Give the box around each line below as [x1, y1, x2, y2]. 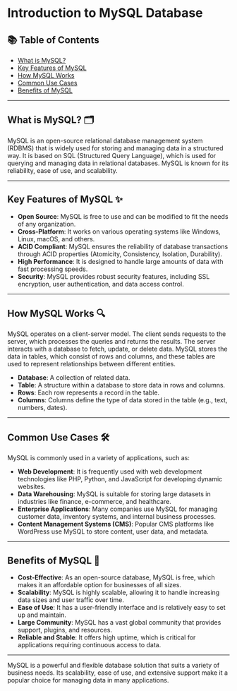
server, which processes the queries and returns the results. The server [7, 337, 216, 346]
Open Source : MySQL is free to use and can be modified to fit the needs [17, 212, 229, 220]
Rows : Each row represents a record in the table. [17, 388, 160, 397]
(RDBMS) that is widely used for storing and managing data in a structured [7, 143, 224, 152]
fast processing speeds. [17, 265, 88, 273]
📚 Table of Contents [7, 34, 100, 46]
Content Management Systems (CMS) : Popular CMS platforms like [17, 520, 214, 529]
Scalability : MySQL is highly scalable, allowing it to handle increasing [17, 588, 220, 597]
